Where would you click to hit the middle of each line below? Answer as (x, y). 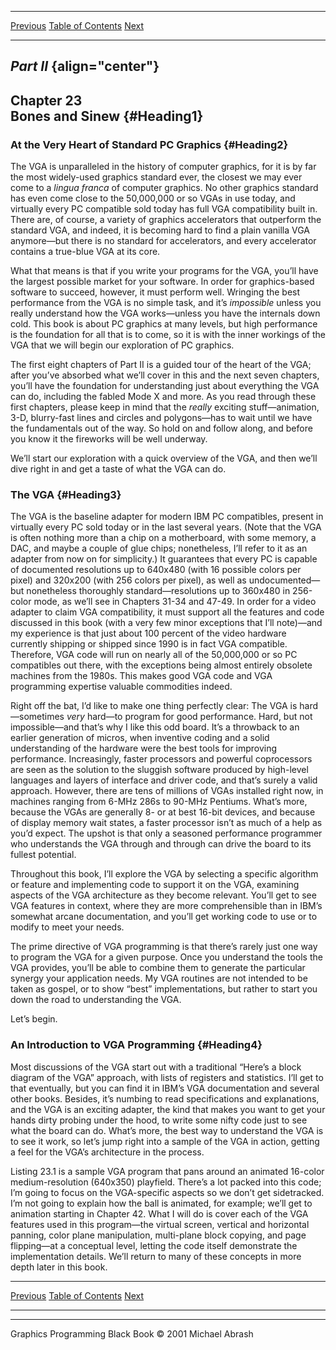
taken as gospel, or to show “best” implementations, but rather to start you (164, 989)
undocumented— (284, 580)
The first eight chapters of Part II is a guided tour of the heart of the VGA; (161, 365)
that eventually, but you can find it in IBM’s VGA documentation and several (165, 1088)
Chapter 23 (46, 100)
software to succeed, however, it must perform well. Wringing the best (155, 292)
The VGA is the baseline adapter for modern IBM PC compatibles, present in (167, 517)
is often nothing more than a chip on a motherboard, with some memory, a (163, 538)
